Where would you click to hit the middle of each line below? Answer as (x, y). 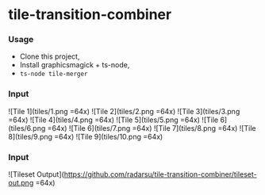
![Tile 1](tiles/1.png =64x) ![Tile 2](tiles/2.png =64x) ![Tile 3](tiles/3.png (124, 111)
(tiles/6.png (27, 128)
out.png (21, 183)
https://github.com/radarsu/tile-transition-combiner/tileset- (160, 174)
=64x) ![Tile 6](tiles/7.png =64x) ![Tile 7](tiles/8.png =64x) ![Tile (152, 128)
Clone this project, (50, 56)
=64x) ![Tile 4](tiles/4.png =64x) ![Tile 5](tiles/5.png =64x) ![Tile (113, 120)
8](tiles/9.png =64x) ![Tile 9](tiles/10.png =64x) (86, 136)
